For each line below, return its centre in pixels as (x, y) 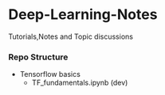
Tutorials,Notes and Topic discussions (71, 36)
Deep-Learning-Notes (83, 15)
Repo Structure (38, 57)
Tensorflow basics (50, 74)
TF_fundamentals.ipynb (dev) (80, 83)
